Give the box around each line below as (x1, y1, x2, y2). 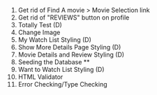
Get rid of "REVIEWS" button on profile (17, 13, 130, 22)
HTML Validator (17, 73, 63, 81)
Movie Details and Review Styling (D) (17, 50, 125, 59)
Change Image (17, 28, 61, 36)
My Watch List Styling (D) (17, 36, 91, 44)
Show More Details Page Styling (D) (17, 43, 121, 51)
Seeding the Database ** (17, 58, 90, 66)
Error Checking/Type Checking (17, 80, 107, 88)
